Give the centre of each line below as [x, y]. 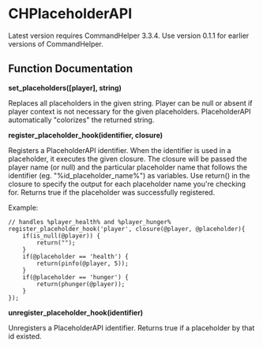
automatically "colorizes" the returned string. [81, 120]
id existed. [25, 336]
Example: [23, 207]
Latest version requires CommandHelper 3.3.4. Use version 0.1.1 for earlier [129, 35]
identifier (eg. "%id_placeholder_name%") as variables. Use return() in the [129, 175]
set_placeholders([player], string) [65, 88]
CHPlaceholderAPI [70, 14]
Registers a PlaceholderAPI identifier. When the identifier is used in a [120, 150]
